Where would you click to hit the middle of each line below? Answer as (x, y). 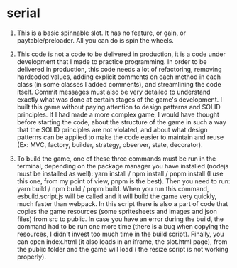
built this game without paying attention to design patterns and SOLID (118, 107)
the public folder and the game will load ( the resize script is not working (122, 249)
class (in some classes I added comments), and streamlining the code (119, 84)
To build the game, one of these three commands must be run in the (116, 159)
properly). (32, 257)
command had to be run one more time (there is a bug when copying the (123, 226)
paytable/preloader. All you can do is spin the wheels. (95, 40)
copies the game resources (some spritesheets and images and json (117, 211)
